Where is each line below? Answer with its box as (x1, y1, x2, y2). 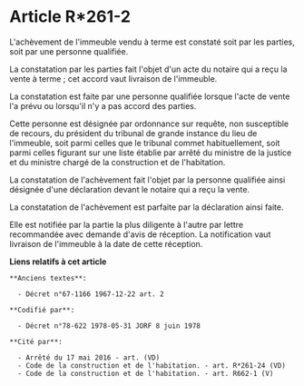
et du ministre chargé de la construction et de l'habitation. (9, 156, 226, 167)
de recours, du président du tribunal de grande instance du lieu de (9, 127, 258, 138)
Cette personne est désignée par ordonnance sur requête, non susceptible (9, 118, 289, 129)
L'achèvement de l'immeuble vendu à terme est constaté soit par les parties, (9, 36, 295, 47)
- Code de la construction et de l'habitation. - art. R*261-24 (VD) (17, 361, 286, 370)
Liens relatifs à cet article (9, 256, 107, 267)
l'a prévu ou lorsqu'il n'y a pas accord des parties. (9, 100, 197, 111)
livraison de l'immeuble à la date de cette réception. (9, 238, 203, 249)
